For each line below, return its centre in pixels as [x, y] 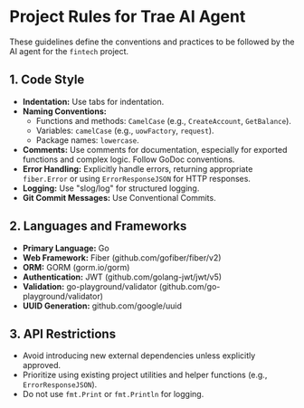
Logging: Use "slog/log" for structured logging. [111, 188]
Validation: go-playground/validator [90, 286]
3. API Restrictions [62, 333]
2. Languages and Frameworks [98, 227]
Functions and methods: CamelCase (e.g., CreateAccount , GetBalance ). [164, 120]
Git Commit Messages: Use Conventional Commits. [119, 197]
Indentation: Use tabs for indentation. [93, 101]
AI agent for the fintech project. [69, 51]
